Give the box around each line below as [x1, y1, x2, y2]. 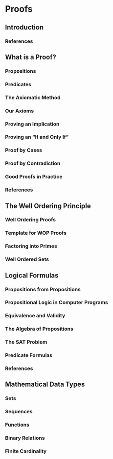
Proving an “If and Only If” [5, 134, 69, 141]
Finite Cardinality [5, 448, 47, 455]
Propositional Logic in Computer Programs [5, 299, 109, 306]
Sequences [5, 408, 33, 415]
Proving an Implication [5, 121, 60, 127]
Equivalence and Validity [5, 312, 66, 319]
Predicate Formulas [5, 352, 53, 359]
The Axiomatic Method [5, 94, 61, 101]
